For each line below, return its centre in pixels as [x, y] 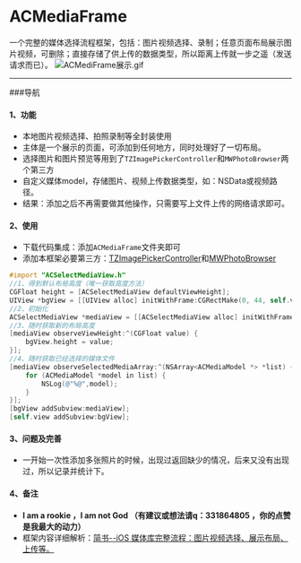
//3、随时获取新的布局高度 [52, 325]
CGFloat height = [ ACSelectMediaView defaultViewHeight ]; [120, 292]
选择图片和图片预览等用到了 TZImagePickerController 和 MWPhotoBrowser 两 [155, 159]
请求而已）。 [31, 65]
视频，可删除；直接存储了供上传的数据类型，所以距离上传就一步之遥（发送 [154, 53]
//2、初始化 [29, 308]
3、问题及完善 [36, 438]
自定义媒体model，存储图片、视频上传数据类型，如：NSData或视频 [146, 181]
